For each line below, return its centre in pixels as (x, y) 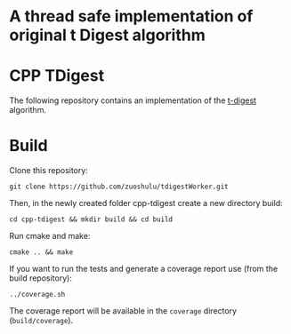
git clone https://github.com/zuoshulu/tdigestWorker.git (119, 187)
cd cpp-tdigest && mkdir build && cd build (91, 219)
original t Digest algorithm (108, 35)
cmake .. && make (41, 252)
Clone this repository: (49, 171)
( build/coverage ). (41, 321)
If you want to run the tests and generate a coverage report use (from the (144, 269)
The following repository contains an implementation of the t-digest (133, 100)
